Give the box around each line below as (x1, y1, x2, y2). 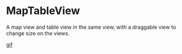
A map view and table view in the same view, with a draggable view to (6, 23, 176, 31)
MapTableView (6, 4, 80, 18)
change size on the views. (6, 29, 70, 36)
